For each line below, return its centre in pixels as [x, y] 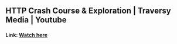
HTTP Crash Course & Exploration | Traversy [88, 11]
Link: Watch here [27, 35]
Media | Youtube [36, 20]
